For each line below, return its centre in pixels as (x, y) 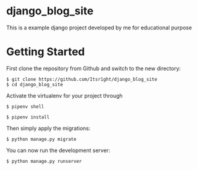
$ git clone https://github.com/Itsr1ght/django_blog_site (82, 79)
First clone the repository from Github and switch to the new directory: (94, 68)
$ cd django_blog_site (35, 84)
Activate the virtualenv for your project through (65, 95)
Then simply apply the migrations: (48, 128)
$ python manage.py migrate (42, 139)
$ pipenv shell (25, 107)
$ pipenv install (28, 117)
